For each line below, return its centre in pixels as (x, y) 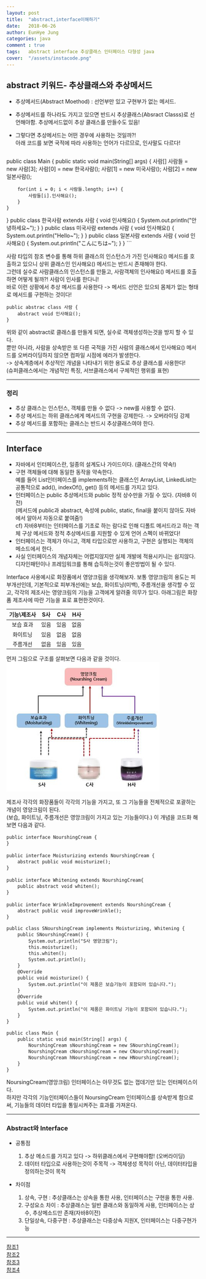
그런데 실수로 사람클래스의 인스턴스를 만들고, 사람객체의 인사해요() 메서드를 (96, 271)
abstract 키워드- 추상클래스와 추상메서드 (79, 86)
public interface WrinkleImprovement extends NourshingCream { (89, 905)
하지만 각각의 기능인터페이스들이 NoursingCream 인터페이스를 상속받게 (92, 1098)
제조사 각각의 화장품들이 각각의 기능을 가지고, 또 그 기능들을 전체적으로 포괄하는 (101, 802)
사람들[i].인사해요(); (53, 196)
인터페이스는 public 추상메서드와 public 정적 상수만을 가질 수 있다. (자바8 (103, 495)
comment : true (26, 45)
